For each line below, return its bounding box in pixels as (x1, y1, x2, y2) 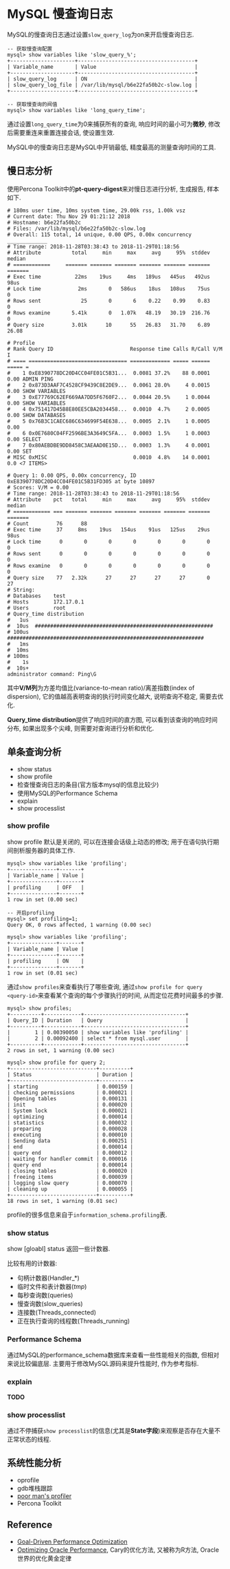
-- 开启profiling (7, 909, 55, 916)
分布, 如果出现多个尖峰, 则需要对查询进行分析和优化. (7, 724, 154, 732)
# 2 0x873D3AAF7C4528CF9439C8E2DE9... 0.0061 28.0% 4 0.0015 (7, 381, 211, 389)
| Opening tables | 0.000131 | (7, 1095, 134, 1102)
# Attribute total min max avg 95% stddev (7, 249, 211, 256)
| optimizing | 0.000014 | (7, 1113, 134, 1120)
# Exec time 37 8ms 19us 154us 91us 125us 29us (7, 526, 211, 533)
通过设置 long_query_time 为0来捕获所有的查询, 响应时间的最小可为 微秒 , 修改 (7, 120, 221, 128)
